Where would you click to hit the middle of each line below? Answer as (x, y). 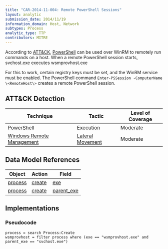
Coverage (140, 119)
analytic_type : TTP (25, 33)
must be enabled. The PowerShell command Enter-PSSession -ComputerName (84, 78)
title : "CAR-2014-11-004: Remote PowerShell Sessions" (63, 10)
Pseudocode (21, 222)
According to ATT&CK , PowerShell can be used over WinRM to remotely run (83, 52)
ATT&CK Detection (35, 99)
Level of (140, 113)
